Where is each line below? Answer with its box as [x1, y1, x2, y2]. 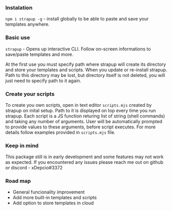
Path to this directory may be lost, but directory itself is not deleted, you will [5, 72, 165, 78]
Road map [5, 178, 31, 185]
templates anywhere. [5, 21, 50, 27]
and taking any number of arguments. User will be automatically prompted [5, 118, 163, 124]
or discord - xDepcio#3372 [5, 165, 63, 171]
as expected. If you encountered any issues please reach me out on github [5, 159, 163, 165]
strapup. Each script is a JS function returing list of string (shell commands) [5, 112, 165, 119]
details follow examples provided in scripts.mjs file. [5, 129, 116, 135]
